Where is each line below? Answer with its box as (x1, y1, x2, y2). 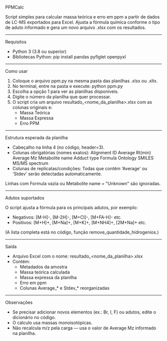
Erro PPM (19, 120, 40, 126)
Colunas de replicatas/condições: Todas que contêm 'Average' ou (12, 166, 148, 171)
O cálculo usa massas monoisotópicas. (12, 320, 93, 326)
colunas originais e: (12, 104, 53, 110)
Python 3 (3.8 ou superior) (12, 48, 67, 54)
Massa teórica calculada (19, 269, 70, 275)
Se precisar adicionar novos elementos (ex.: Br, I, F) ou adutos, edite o (12, 309, 157, 315)
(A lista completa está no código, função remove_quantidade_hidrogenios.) (5, 229, 159, 235)
